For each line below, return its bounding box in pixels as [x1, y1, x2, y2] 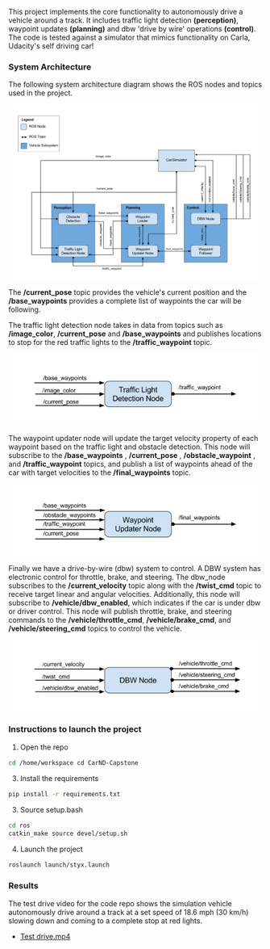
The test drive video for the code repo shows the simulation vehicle [8, 898, 232, 908]
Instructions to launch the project [8, 724, 143, 735]
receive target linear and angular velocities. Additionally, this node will [8, 589, 240, 598]
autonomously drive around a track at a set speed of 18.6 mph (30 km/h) [8, 907, 249, 917]
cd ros [8, 821, 31, 829]
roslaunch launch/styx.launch [8, 861, 110, 869]
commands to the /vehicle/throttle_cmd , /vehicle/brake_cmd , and [8, 615, 231, 624]
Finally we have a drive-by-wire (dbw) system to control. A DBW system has [8, 563, 261, 573]
